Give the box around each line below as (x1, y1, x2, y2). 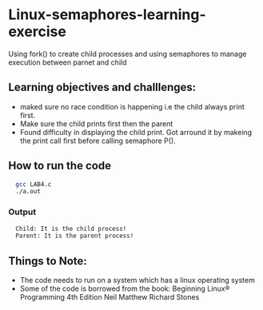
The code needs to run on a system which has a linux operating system (19, 276, 256, 285)
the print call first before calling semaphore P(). (19, 136, 176, 145)
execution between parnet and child (8, 58, 127, 67)
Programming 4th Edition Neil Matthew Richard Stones (19, 292, 200, 302)
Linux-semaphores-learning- (8, 6, 206, 24)
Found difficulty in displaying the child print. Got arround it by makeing (19, 127, 253, 137)
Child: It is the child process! (15, 225, 127, 232)
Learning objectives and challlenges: (8, 81, 197, 94)
